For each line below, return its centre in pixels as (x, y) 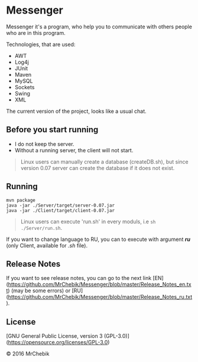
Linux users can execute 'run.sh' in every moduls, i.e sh (88, 221)
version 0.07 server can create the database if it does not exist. (98, 168)
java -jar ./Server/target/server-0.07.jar (61, 205)
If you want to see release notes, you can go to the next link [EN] (85, 278)
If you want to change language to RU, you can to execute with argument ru (98, 239)
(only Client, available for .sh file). (47, 245)
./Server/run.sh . (41, 227)
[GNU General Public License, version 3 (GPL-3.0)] (68, 336)
